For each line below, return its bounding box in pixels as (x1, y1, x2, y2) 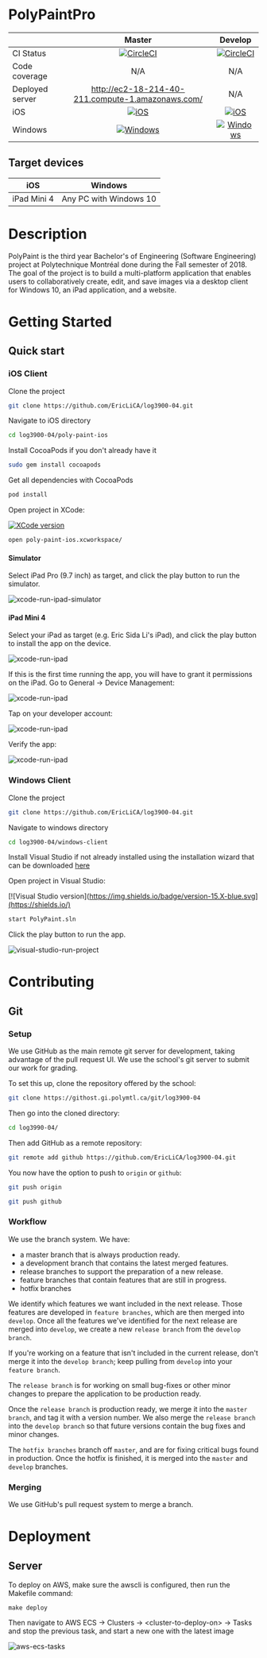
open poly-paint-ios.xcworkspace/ (8, 536, 123, 544)
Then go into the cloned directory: (8, 1108, 121, 1118)
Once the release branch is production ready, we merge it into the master (8, 1404, 248, 1413)
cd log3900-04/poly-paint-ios (8, 431, 109, 439)
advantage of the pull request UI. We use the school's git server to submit (8, 1055, 250, 1065)
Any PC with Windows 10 (61, 193, 157, 204)
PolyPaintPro (8, 6, 96, 24)
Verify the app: (8, 740, 57, 749)
